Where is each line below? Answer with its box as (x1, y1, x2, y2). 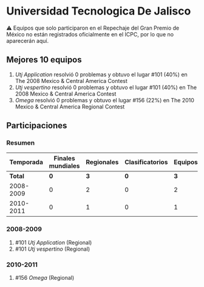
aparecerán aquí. (6, 37, 49, 44)
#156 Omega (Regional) (15, 274, 75, 282)
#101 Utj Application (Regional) (15, 239, 92, 246)
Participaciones (6, 120, 67, 131)
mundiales (49, 162, 80, 170)
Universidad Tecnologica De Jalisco (6, 4, 191, 18)
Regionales (86, 158, 119, 167)
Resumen (6, 139, 35, 147)
